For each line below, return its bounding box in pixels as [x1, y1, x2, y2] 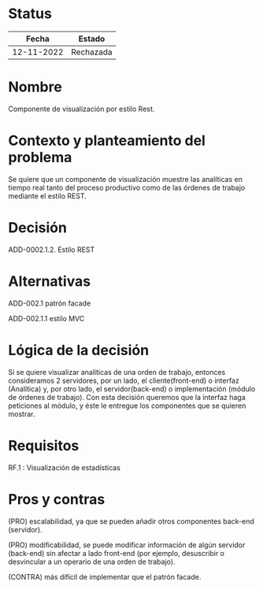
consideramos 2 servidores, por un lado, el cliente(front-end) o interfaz [8, 376, 240, 385]
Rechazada [70, 46, 113, 57]
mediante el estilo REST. [8, 191, 87, 201]
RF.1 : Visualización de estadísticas [8, 462, 120, 472]
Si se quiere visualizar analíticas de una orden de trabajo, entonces [8, 367, 226, 376]
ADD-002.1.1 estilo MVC [8, 313, 85, 323]
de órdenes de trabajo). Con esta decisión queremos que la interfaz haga [8, 392, 246, 402]
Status [8, 5, 53, 23]
